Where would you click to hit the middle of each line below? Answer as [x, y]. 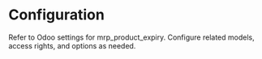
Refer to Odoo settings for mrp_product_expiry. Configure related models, [131, 37]
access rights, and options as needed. [72, 45]
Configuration [57, 15]
